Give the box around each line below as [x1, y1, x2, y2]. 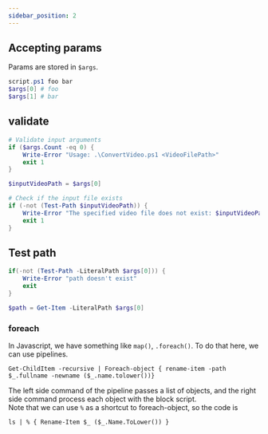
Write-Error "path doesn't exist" [22, 274, 137, 283]
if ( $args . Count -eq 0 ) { [8, 143, 94, 152]
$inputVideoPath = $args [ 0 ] [8, 180, 102, 188]
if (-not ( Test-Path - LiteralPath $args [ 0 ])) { [8, 267, 166, 275]
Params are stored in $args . [8, 62, 98, 72]
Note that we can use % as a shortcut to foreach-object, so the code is [8, 402, 238, 412]
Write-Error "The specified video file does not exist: [22, 209, 213, 217]
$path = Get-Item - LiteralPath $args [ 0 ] [8, 304, 145, 312]
